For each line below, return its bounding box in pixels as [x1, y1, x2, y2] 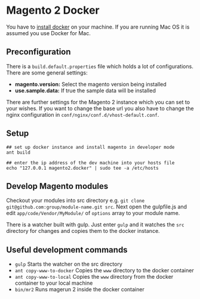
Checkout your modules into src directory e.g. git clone [6, 197, 145, 204]
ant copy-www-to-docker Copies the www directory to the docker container [14, 267, 194, 274]
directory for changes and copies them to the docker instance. [6, 228, 160, 235]
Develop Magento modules [6, 181, 109, 191]
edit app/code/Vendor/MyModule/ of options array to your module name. [6, 210, 180, 217]
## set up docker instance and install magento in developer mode [6, 144, 175, 150]
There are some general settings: [6, 69, 88, 76]
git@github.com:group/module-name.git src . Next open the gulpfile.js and [6, 203, 187, 210]
